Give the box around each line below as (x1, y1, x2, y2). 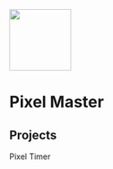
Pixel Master (9, 92, 105, 113)
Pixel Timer (9, 151, 51, 162)
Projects (9, 127, 57, 142)
